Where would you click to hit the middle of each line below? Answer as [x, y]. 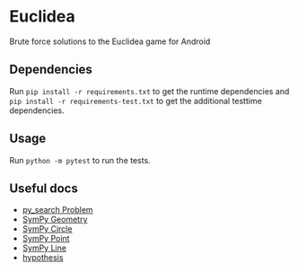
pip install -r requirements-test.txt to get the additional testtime [136, 101]
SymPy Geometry [55, 219]
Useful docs [44, 188]
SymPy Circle [47, 229]
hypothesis [43, 258]
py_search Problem [57, 210]
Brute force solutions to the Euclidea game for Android [110, 41]
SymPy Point [46, 239]
